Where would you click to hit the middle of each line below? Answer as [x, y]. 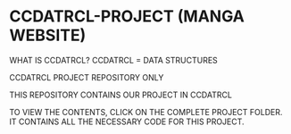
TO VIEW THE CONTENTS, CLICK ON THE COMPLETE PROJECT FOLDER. [146, 112]
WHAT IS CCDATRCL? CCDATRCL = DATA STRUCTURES [114, 60]
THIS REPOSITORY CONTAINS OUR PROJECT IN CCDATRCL [121, 95]
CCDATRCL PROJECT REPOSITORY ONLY [87, 77]
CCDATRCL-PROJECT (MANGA [127, 17]
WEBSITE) [48, 35]
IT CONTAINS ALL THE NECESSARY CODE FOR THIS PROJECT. [127, 121]
